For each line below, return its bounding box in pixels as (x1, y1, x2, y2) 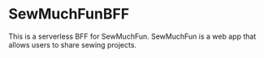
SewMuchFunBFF (8, 5, 130, 23)
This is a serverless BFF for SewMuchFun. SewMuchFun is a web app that (8, 31, 257, 41)
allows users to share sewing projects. (8, 39, 136, 49)
